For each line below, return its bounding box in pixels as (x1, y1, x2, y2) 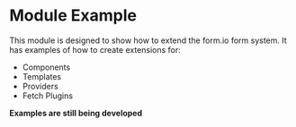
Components (22, 62, 71, 72)
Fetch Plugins (22, 90, 74, 101)
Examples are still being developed (9, 107, 143, 118)
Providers (22, 80, 58, 91)
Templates (22, 71, 61, 81)
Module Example (9, 5, 138, 26)
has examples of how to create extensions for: (9, 44, 182, 55)
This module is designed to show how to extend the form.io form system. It (9, 35, 288, 46)
